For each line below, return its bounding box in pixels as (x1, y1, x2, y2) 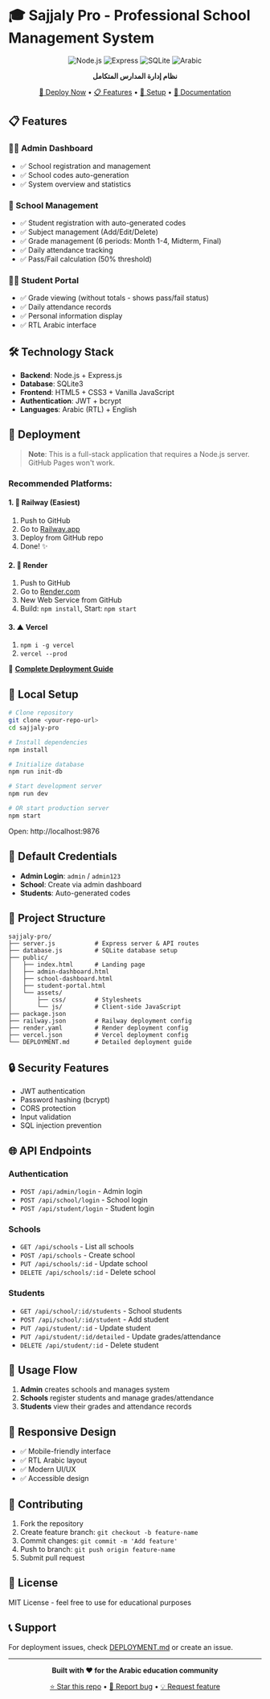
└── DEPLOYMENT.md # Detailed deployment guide (8, 1039, 193, 1047)
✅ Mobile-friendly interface (19, 1446, 111, 1456)
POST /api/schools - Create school (19, 1250, 135, 1260)
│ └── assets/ (8, 989, 63, 998)
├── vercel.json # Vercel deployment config (8, 1031, 189, 1039)
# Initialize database (8, 760, 84, 768)
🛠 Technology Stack (8, 345, 114, 359)
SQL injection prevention (19, 1121, 102, 1130)
